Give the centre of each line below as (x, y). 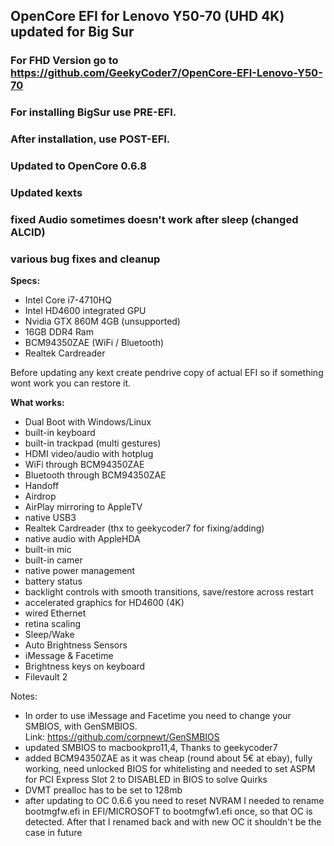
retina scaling (53, 624)
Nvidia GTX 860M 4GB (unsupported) (102, 321)
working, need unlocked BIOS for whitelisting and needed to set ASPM (170, 769)
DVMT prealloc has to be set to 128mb (103, 790)
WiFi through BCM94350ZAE (84, 465)
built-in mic (48, 550)
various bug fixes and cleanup (85, 259)
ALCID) (28, 232)
